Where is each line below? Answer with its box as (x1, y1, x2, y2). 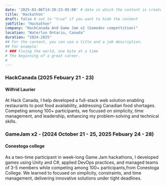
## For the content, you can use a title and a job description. (5, 40, 142, 45)
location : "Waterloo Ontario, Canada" (5, 30, 85, 35)
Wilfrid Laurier (5, 86, 36, 92)
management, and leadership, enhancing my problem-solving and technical (5, 113, 159, 119)
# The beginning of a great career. (5, 53, 81, 58)
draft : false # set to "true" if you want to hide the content (5, 16, 138, 21)
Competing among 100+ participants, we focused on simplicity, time (5, 108, 144, 114)
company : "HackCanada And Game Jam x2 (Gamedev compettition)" (5, 26, 138, 31)
